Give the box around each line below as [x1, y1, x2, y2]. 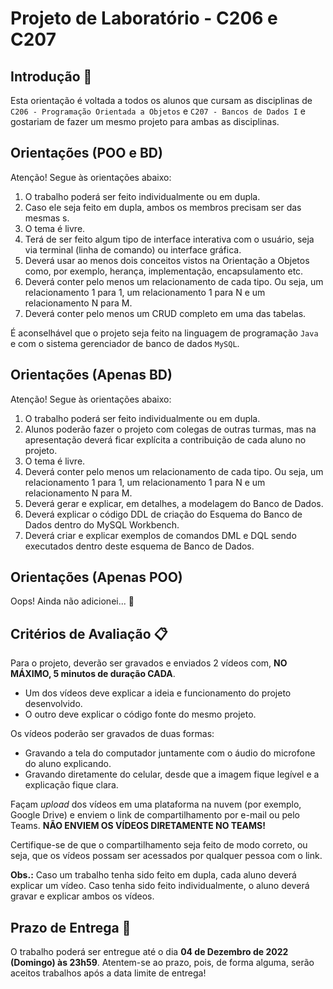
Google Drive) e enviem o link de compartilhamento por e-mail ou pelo [10, 809, 300, 821]
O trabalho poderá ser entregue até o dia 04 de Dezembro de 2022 [10, 946, 289, 958]
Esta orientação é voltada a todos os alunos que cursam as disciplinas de [10, 95, 313, 106]
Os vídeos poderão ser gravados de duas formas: [10, 728, 215, 740]
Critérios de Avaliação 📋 [10, 625, 168, 642]
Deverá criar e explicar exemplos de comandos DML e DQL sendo [24, 529, 297, 541]
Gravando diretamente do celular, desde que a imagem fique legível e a [24, 768, 320, 781]
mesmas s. [24, 212, 70, 224]
